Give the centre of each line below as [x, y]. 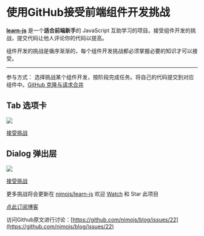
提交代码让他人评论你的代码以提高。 [62, 38]
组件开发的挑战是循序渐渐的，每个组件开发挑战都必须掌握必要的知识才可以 [99, 51]
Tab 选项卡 [26, 106]
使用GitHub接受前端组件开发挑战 [88, 12]
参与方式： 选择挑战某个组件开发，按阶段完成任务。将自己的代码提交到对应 [100, 77]
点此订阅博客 [22, 206]
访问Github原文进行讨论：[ [39, 220]
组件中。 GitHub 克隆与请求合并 [45, 84]
